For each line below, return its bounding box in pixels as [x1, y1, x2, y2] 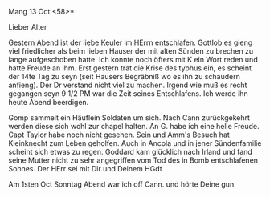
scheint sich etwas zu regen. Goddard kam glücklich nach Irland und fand [8, 147, 253, 156]
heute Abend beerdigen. [8, 98, 89, 107]
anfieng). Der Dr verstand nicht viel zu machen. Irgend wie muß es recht [8, 80, 247, 90]
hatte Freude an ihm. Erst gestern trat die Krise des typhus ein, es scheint [8, 63, 252, 73]
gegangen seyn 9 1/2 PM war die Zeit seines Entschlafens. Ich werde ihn [8, 89, 248, 98]
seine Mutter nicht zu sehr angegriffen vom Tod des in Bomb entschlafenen [8, 155, 259, 165]
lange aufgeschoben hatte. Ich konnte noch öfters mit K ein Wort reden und [8, 55, 259, 64]
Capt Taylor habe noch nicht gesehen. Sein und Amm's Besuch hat [8, 130, 231, 139]
